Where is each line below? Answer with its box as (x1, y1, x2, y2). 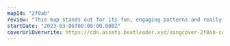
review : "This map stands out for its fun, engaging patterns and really (7, 16, 222, 23)
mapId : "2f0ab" (7, 9, 51, 17)
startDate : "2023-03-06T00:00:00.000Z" (7, 22, 121, 29)
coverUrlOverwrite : (7, 28, 63, 36)
